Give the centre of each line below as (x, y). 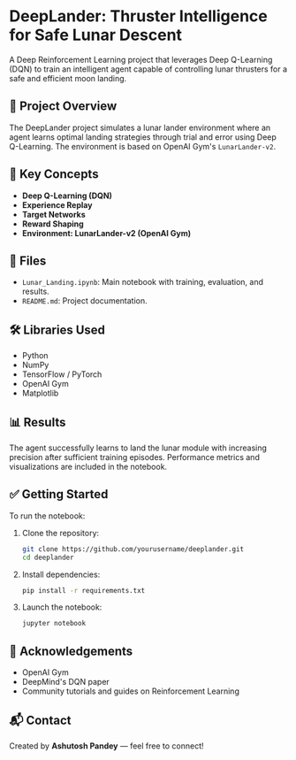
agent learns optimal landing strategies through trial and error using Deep (143, 137)
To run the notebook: (47, 516)
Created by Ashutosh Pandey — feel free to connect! (107, 746)
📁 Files (28, 261)
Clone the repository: (61, 533)
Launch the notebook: (62, 607)
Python (35, 356)
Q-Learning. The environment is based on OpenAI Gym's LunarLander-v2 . (143, 146)
